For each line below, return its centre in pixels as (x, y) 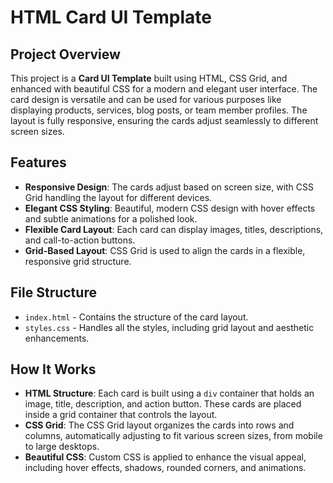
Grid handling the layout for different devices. (118, 197)
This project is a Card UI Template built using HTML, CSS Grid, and (149, 78)
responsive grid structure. (78, 261)
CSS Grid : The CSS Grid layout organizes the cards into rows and (159, 425)
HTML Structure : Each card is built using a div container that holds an (169, 393)
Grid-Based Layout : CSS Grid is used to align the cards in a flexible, (165, 250)
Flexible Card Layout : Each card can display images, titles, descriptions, (174, 229)
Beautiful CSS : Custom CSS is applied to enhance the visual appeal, (165, 457)
